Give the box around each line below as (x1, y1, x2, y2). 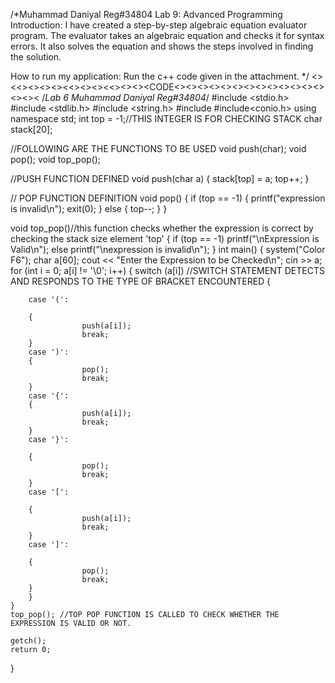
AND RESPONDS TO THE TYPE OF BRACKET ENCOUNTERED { (10, 275, 272, 287)
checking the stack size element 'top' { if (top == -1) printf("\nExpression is (10, 233, 320, 244)
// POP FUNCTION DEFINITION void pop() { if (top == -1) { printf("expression (10, 192, 326, 204)
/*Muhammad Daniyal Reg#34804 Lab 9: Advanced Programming (10, 9, 283, 20)
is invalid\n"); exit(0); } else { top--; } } (10, 203, 168, 214)
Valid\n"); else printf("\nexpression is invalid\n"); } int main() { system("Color (10, 244, 326, 255)
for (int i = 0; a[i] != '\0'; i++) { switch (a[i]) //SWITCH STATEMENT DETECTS (10, 265, 325, 276)
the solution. (10, 51, 62, 63)
